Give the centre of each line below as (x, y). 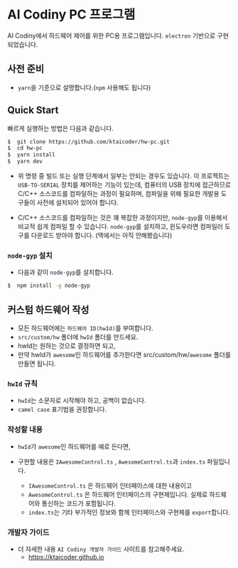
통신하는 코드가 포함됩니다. (79, 503)
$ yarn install (31, 155)
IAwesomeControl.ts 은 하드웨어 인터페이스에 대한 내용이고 (110, 485)
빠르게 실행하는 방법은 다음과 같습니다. (60, 128)
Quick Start (33, 110)
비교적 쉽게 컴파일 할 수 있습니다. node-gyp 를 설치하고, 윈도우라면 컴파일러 (120, 226)
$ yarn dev (25, 162)
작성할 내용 (25, 430)
